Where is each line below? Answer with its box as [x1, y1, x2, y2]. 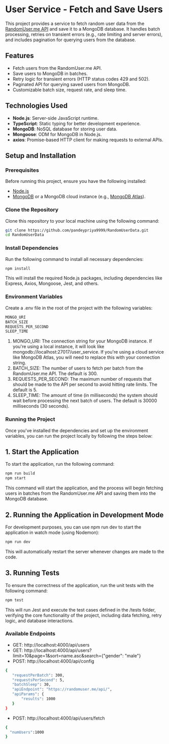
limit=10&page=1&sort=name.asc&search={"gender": [12, 652, 124, 658]
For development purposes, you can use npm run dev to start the [5, 524, 142, 530]
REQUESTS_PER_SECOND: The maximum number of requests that [12, 376, 152, 382]
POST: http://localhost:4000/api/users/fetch [12, 715, 105, 721]
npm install [5, 266, 30, 271]
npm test [5, 597, 24, 602]
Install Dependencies [5, 245, 59, 252]
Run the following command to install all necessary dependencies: [5, 256, 144, 262]
